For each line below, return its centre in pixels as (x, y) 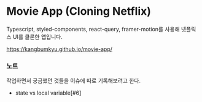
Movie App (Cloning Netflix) (79, 11)
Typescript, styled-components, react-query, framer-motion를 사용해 (93, 29)
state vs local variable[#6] (48, 93)
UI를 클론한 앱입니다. (37, 37)
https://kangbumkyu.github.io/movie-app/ (59, 49)
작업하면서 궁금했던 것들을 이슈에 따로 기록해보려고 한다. (74, 80)
